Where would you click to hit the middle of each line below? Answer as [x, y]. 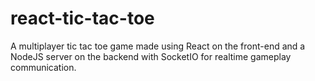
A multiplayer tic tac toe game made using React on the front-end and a [158, 46]
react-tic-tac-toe [82, 18]
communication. [43, 67]
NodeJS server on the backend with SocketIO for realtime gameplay [151, 56]
